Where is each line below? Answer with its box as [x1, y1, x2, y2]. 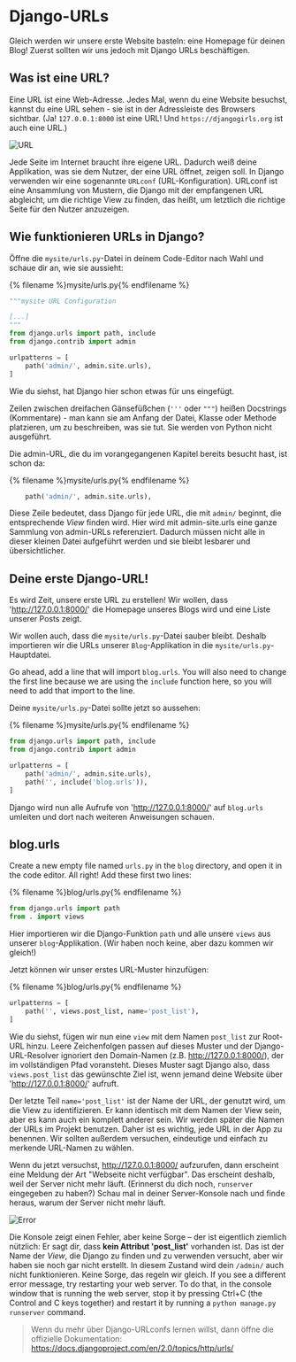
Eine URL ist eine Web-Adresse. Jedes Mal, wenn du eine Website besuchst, [9, 94, 288, 104]
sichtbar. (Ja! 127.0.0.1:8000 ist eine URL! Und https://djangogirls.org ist [9, 112, 284, 123]
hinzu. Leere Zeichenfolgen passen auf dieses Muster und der [26, 1041, 254, 1051]
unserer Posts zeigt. [9, 614, 82, 624]
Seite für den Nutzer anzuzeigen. [9, 204, 130, 214]
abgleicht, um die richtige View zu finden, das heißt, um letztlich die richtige [9, 194, 285, 205]
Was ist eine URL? [9, 71, 110, 86]
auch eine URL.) [9, 122, 68, 133]
